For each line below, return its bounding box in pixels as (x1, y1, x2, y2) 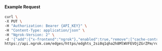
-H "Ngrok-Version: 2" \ (4, 32, 55, 37)
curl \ (4, 14, 18, 19)
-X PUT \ (4, 19, 22, 24)
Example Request (4, 4, 41, 10)
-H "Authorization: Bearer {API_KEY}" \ (4, 23, 88, 28)
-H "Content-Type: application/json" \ (4, 28, 85, 33)
